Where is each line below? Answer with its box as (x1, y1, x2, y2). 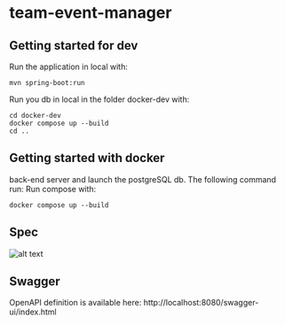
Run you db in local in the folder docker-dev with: (9, 94, 190, 104)
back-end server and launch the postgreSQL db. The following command (9, 174, 277, 184)
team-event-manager (9, 3, 172, 23)
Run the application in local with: (9, 61, 129, 72)
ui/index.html (9, 306, 57, 317)
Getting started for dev (9, 38, 139, 53)
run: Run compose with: (9, 183, 97, 194)
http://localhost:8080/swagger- (143, 298, 259, 308)
